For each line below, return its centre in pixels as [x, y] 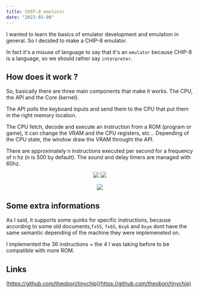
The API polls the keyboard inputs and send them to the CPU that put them [97, 109]
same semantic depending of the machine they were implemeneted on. [93, 233]
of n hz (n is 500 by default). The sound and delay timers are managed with [99, 157]
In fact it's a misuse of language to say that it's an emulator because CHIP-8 [99, 52]
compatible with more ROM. [40, 251]
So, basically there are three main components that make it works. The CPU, [99, 91]
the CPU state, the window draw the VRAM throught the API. [80, 140]
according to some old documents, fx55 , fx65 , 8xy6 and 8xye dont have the [97, 226]
